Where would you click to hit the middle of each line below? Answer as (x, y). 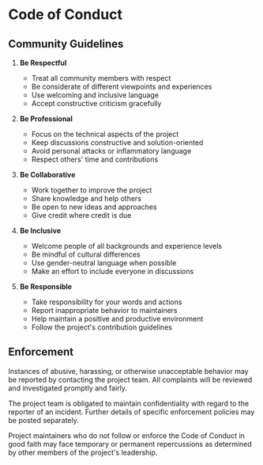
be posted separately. (43, 420)
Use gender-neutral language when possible (104, 263)
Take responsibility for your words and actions (107, 302)
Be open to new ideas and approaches (94, 207)
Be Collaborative (47, 175)
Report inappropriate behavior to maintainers (104, 310)
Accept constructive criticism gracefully (96, 103)
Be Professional (46, 119)
